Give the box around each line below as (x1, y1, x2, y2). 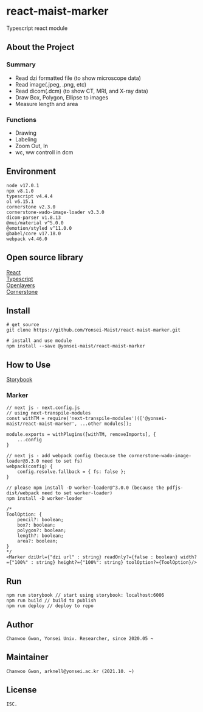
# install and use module (6, 338, 72, 344)
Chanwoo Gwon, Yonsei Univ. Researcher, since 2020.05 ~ (6, 636, 154, 642)
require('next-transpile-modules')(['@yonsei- (47, 416, 167, 422)
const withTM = (6, 416, 45, 422)
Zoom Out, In (15, 142, 49, 149)
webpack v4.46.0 (6, 236, 47, 242)
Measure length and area (15, 100, 78, 107)
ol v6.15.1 (6, 198, 34, 205)
